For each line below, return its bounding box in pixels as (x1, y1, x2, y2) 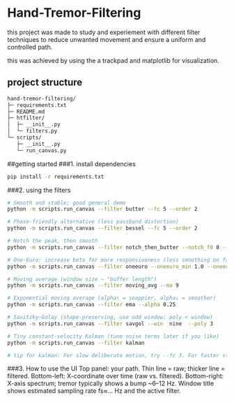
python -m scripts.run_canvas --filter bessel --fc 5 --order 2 (7, 225, 198, 232)
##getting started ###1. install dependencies (7, 159, 136, 168)
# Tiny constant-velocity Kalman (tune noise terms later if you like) (7, 333, 219, 340)
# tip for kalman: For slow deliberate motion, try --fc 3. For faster (7, 352, 219, 359)
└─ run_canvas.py (16, 147, 68, 154)
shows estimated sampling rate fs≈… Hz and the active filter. (7, 387, 181, 395)
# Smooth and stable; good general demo (7, 199, 127, 207)
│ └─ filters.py (7, 128, 58, 135)
